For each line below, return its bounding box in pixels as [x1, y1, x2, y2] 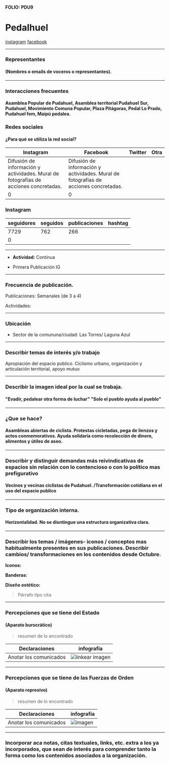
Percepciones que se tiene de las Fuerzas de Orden [5, 674, 134, 681]
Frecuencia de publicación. [5, 281, 74, 288]
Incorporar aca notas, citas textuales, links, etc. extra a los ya [5, 739, 159, 746]
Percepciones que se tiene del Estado [5, 609, 100, 616]
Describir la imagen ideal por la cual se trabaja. [5, 383, 123, 390]
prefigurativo [5, 470, 38, 477]
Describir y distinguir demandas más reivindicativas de [5, 457, 144, 464]
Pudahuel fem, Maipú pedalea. [5, 111, 71, 117]
